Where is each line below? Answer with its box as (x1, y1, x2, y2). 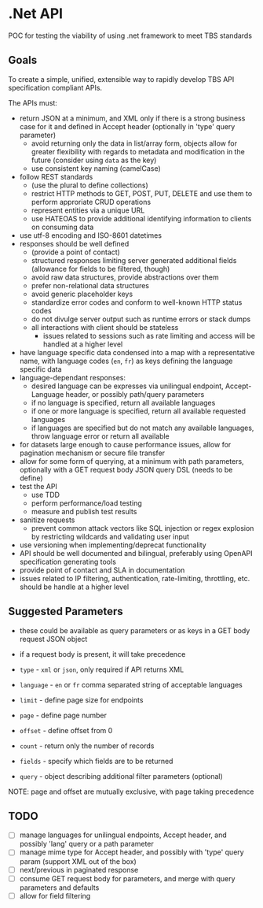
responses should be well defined (19, 239, 130, 248)
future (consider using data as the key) (31, 155, 157, 165)
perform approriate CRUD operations (31, 197, 152, 206)
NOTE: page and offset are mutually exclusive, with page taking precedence (8, 787, 254, 796)
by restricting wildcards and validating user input (31, 532, 190, 541)
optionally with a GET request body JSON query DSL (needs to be (19, 465, 233, 474)
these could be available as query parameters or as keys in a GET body (19, 625, 250, 635)
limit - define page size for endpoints (19, 695, 144, 705)
